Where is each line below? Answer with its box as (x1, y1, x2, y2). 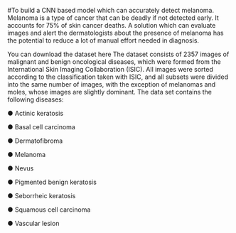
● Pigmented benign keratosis (7, 178, 97, 186)
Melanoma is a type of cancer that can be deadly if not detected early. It (7, 13, 219, 22)
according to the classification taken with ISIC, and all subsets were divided (7, 72, 229, 81)
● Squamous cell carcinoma (7, 205, 91, 214)
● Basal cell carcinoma (7, 123, 76, 131)
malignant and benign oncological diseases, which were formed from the (7, 58, 222, 66)
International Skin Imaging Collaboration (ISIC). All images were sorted (7, 65, 213, 73)
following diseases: (7, 95, 64, 104)
